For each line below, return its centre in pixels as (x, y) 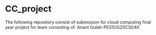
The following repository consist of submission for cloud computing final (78, 22)
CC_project (28, 9)
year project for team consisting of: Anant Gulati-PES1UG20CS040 (72, 27)
